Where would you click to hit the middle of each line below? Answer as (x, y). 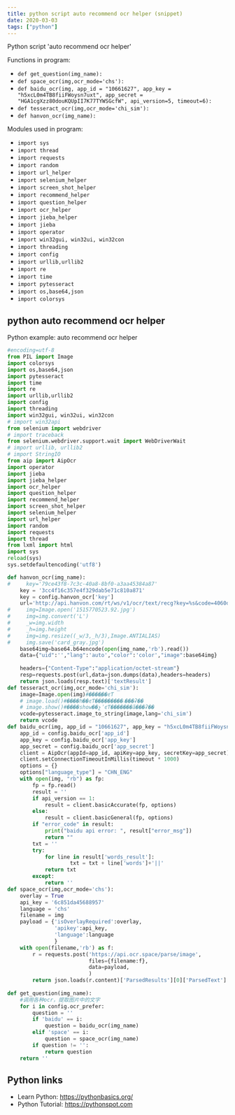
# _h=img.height (37, 629)
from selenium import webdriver (54, 428)
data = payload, (109, 967)
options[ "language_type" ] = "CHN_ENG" (76, 772)
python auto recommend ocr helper (86, 321)
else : (41, 812)
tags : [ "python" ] (33, 27)
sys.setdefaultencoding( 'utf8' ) (54, 565)
